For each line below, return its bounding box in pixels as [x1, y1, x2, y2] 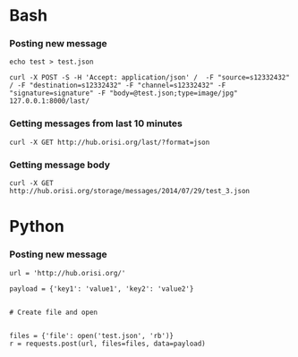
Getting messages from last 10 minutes [9, 117, 183, 130]
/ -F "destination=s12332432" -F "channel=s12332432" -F [9, 81, 226, 90]
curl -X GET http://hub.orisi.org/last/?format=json [9, 138, 210, 147]
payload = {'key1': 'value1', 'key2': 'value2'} [9, 284, 194, 293]
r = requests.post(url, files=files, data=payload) [9, 339, 206, 348]
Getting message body [9, 158, 110, 171]
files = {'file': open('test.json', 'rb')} [9, 331, 175, 340]
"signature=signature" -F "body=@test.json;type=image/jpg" [9, 89, 239, 98]
